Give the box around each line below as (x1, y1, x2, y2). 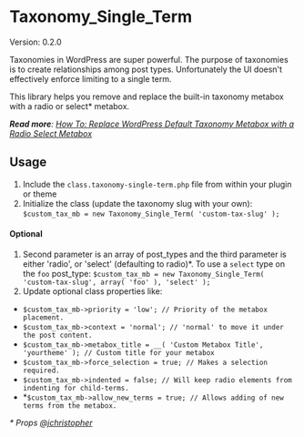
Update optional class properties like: (22, 285, 163, 297)
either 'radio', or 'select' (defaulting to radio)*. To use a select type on (22, 258, 285, 269)
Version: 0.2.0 (9, 36, 62, 47)
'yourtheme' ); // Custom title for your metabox (22, 348, 216, 357)
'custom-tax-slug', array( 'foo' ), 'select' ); (22, 278, 211, 287)
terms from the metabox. (22, 401, 117, 411)
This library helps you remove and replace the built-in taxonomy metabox (9, 91, 284, 102)
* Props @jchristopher (9, 417, 93, 428)
